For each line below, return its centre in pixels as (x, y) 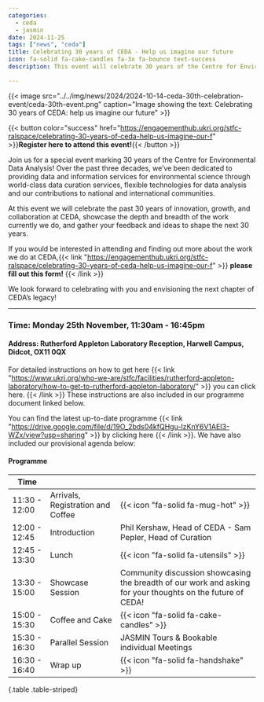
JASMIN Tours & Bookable (169, 638)
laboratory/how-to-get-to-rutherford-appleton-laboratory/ (102, 386)
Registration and (80, 505)
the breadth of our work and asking (185, 583)
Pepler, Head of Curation (166, 538)
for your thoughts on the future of (182, 593)
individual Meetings (156, 648)
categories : (27, 15)
